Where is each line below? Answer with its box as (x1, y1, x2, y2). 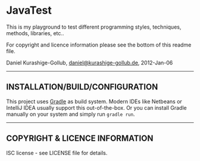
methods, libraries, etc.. (6, 29, 64, 36)
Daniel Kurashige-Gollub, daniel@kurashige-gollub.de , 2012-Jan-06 (6, 59, 173, 66)
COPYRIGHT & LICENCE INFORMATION (6, 134, 154, 144)
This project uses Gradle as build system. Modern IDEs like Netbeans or (6, 98, 183, 105)
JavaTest (6, 4, 52, 17)
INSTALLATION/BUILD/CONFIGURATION (6, 82, 158, 92)
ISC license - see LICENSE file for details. (6, 149, 108, 156)
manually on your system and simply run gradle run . (6, 110, 135, 117)
